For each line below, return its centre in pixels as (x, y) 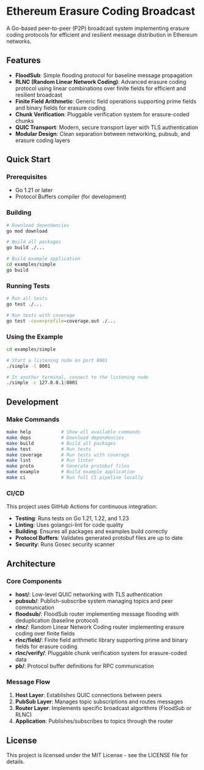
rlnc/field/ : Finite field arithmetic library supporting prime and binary (101, 640)
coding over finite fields (45, 633)
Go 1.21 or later (34, 190)
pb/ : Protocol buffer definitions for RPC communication (85, 666)
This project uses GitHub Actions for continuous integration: (82, 507)
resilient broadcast (39, 95)
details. (16, 761)
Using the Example (35, 337)
